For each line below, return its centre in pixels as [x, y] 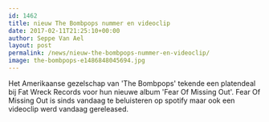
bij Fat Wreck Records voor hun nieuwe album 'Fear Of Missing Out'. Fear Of [134, 91]
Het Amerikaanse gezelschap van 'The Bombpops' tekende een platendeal [132, 83]
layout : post [30, 46]
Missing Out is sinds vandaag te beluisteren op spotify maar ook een [122, 100]
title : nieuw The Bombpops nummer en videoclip [90, 23]
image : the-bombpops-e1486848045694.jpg [77, 61]
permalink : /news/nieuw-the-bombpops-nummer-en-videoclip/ [109, 53]
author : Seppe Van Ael [46, 38]
